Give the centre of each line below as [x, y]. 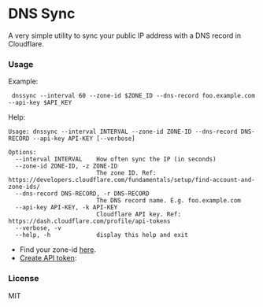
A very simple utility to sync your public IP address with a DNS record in [125, 35]
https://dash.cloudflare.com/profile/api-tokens [89, 221]
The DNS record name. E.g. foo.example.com [169, 201]
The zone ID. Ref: [126, 173]
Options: [22, 153]
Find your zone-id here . [58, 250]
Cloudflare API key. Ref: [138, 215]
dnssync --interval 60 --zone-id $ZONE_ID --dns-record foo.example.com [133, 96]
